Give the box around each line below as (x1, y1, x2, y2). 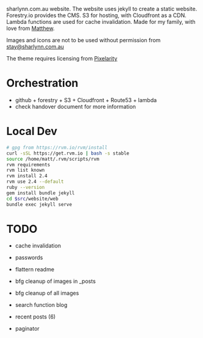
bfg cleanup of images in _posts (15, 277, 96, 285)
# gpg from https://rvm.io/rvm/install (6, 144, 108, 150)
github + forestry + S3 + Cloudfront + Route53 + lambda (15, 96, 157, 103)
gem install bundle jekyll (6, 189, 75, 196)
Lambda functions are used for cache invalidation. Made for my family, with (6, 18, 196, 25)
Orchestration (6, 76, 79, 90)
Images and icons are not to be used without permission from (6, 37, 161, 43)
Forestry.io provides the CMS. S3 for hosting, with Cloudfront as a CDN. (6, 12, 187, 19)
